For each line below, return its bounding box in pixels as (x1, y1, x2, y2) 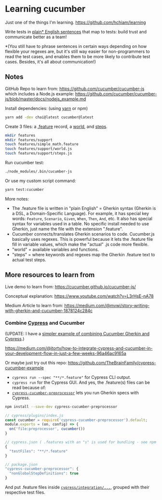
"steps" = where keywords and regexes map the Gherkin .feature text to (12, 251, 155, 257)
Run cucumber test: (5, 160, 44, 165)
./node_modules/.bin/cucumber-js (5, 169, 72, 174)
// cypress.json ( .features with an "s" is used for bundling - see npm (5, 440, 157, 445)
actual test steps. (12, 257, 47, 263)
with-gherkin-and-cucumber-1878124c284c (5, 308, 93, 313)
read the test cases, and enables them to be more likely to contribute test (5, 53, 150, 59)
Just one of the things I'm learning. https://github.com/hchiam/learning (5, 19, 146, 25)
